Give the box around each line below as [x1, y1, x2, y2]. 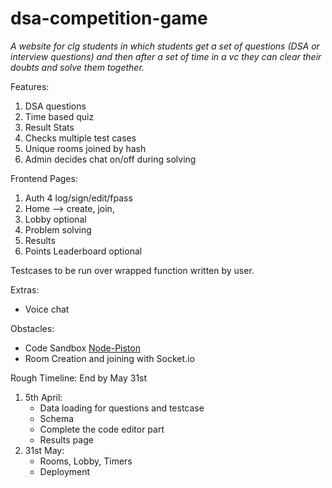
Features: [10, 80, 50, 92]
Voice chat [24, 303, 70, 315]
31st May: [24, 444, 65, 456]
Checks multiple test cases [24, 132, 137, 144]
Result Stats [24, 121, 75, 133]
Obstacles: [10, 322, 55, 334]
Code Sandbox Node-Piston [24, 342, 141, 354]
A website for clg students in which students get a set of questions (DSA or [10, 40, 320, 52]
